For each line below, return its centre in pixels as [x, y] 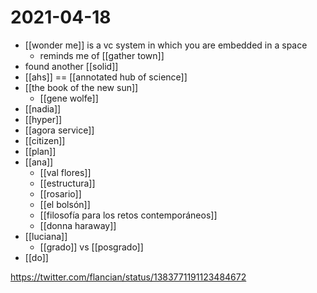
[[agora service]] [59, 130]
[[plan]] [40, 151]
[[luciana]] [46, 236]
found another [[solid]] [71, 66]
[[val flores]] [65, 172]
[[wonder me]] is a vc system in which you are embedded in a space [166, 45]
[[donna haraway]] [78, 225]
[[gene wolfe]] [69, 98]
